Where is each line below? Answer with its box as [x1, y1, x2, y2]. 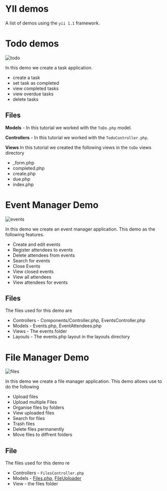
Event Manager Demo [5, 199, 99, 211]
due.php [12, 176, 31, 182]
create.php [12, 170, 36, 177]
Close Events [12, 263, 41, 269]
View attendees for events [12, 279, 68, 285]
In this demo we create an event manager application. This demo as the [5, 226, 155, 232]
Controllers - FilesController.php [12, 470, 84, 476]
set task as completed [12, 80, 60, 86]
